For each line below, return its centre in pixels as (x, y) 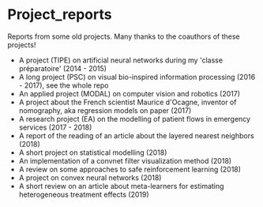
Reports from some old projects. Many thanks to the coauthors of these (124, 36)
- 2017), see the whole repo (64, 85)
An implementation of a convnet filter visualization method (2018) (125, 160)
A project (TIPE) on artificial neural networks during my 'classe (120, 60)
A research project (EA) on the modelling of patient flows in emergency (134, 119)
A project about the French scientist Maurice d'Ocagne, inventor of (128, 102)
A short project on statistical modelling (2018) (93, 152)
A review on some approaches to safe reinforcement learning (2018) (130, 169)
